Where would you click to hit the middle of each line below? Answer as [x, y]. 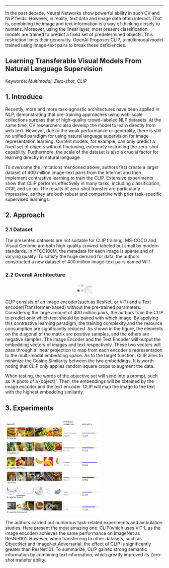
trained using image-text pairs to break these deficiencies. [66, 45]
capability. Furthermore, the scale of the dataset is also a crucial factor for [82, 152]
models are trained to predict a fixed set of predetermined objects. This [79, 34]
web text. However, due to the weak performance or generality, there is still [83, 130]
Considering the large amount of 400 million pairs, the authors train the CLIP [84, 313]
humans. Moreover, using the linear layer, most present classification [76, 29]
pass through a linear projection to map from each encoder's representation [84, 350]
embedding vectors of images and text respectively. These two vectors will [83, 345]
